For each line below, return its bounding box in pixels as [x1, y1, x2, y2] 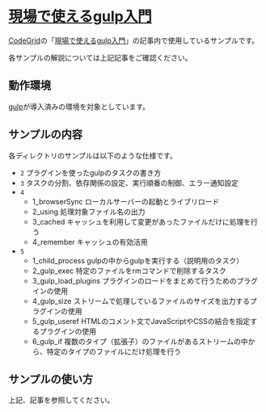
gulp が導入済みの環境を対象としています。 [8, 102, 150, 111]
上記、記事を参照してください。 [8, 395, 115, 405]
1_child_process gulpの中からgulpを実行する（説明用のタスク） [32, 255, 244, 265]
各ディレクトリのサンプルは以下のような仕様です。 [8, 150, 178, 160]
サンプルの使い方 [8, 372, 94, 386]
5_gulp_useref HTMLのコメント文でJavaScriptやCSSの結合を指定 [32, 316, 251, 326]
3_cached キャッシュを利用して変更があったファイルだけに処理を [32, 217, 251, 226]
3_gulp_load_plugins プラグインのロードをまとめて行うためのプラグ [32, 275, 259, 285]
